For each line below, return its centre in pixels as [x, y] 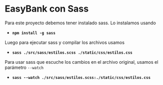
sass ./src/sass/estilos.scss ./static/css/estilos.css [72, 53]
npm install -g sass [34, 33]
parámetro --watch [24, 67]
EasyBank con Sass [47, 9]
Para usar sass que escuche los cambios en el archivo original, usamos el [81, 62]
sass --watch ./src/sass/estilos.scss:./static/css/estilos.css [81, 77]
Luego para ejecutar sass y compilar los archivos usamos [65, 42]
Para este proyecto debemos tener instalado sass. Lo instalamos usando [80, 23]
